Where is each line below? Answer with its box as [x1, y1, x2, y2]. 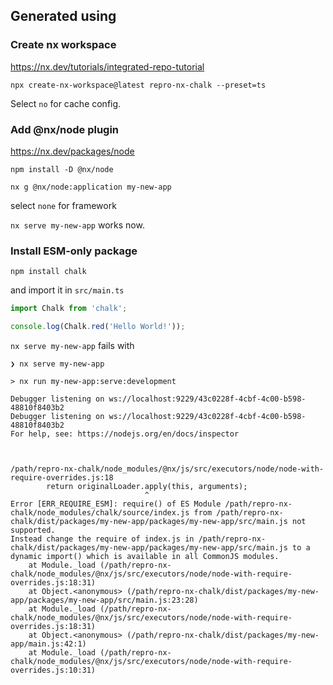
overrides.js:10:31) [10, 665, 97, 676]
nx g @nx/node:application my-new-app [10, 182, 172, 192]
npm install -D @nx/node [10, 164, 114, 174]
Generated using [10, 8, 117, 25]
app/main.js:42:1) [10, 639, 87, 649]
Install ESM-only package [10, 244, 138, 258]
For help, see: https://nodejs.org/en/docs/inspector [10, 429, 240, 439]
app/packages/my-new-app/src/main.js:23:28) [10, 595, 199, 606]
